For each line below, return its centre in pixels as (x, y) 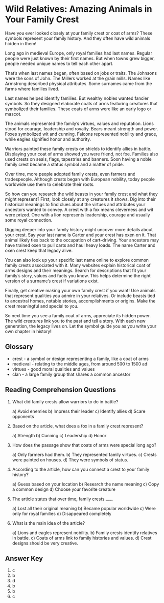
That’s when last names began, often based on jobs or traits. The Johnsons (81, 73)
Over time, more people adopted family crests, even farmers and (70, 174)
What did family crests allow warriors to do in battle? (65, 401)
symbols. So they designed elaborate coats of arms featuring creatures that (82, 103)
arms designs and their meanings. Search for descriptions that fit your (76, 270)
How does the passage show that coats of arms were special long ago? (84, 445)
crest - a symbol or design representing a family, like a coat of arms (80, 359)
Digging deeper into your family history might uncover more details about (79, 229)
